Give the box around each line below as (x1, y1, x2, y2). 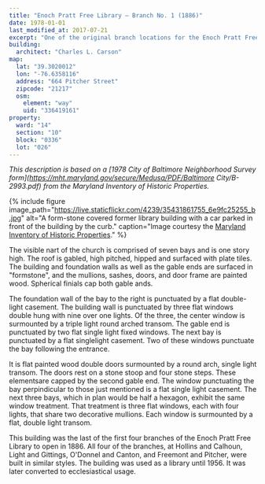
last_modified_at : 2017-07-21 (9, 26, 109, 34)
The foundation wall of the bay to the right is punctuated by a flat (9, 294, 219, 304)
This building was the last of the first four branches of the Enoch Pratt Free (9, 434, 251, 443)
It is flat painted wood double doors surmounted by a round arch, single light (9, 360, 257, 369)
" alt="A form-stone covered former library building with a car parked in (20, 213, 253, 223)
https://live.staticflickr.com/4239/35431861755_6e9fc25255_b (54, 205, 256, 215)
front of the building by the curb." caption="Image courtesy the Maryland (9, 222, 246, 231)
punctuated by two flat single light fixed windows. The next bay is (9, 327, 222, 337)
